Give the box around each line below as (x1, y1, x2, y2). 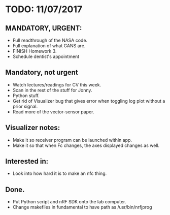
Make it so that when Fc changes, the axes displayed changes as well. (12, 142, 160, 148)
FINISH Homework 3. (12, 48, 57, 54)
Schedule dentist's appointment (12, 53, 80, 59)
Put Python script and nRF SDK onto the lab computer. (12, 199, 126, 205)
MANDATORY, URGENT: (5, 24, 82, 33)
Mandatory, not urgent (5, 68, 78, 77)
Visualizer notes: (5, 124, 60, 132)
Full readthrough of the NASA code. (12, 37, 88, 43)
